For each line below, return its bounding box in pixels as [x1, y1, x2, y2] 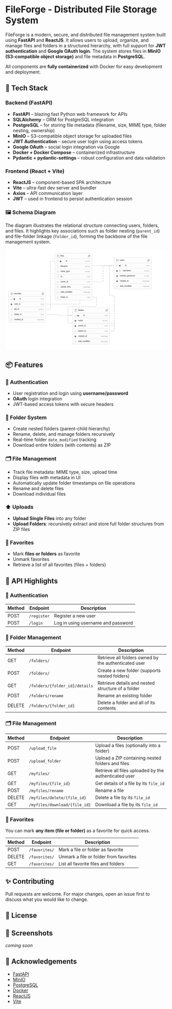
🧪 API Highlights [5, 576, 58, 585]
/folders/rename [29, 694, 64, 699]
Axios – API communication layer [12, 190, 83, 196]
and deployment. [5, 68, 41, 75]
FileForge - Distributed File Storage [5, 4, 157, 15]
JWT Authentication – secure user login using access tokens [12, 138, 143, 145]
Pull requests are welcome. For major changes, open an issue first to [5, 891, 150, 897]
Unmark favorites [12, 556, 50, 562]
